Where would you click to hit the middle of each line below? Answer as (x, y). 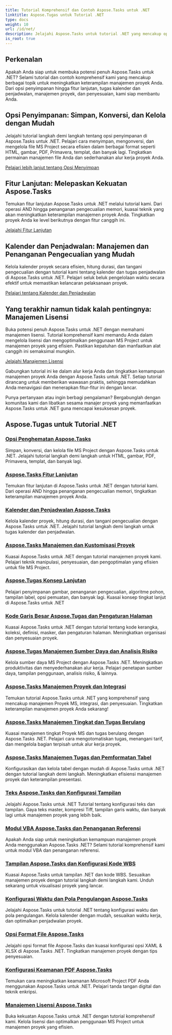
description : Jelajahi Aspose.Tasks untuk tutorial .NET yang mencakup (83, 34)
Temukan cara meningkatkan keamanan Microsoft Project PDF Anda (77, 981)
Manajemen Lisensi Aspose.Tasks (49, 1005)
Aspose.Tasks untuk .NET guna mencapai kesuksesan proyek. (71, 408)
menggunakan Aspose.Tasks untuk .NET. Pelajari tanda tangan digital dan (83, 986)
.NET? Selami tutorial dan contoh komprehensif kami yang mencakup (78, 77)
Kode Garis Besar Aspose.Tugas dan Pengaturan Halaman (79, 616)
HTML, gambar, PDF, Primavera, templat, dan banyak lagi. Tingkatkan (79, 152)
